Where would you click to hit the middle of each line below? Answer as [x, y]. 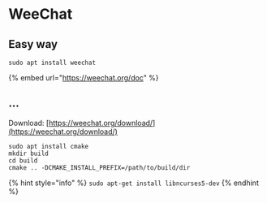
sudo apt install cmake [49, 146]
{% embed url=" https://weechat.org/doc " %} [84, 78]
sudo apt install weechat [52, 63]
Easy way [33, 44]
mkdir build [28, 153]
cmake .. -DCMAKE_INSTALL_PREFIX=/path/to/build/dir [99, 167]
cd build [23, 160]
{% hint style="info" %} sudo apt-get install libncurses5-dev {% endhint [134, 183]
